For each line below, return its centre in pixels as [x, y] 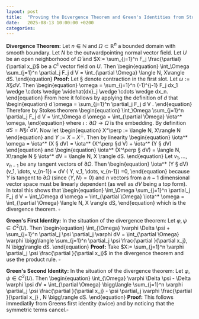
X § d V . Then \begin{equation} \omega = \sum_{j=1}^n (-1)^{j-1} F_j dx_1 [92, 85]
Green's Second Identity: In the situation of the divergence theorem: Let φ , [98, 271]
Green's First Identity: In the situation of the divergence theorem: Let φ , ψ [97, 221]
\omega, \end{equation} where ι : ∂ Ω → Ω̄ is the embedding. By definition [96, 123]
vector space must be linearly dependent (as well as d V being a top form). [97, 184]
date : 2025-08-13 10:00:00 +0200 [50, 22]
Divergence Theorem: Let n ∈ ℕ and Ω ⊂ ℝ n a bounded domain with [91, 45]
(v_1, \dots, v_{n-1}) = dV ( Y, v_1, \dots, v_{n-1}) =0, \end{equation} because [98, 172]
